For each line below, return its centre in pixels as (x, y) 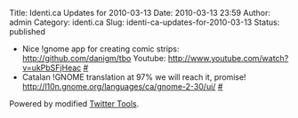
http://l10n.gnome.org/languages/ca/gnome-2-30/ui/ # (122, 87)
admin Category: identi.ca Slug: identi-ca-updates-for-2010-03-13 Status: (145, 22)
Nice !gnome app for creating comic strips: (101, 49)
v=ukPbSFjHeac (52, 67)
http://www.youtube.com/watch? (228, 58)
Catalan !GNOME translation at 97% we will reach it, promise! (134, 77)
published (28, 31)
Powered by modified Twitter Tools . (74, 104)
